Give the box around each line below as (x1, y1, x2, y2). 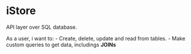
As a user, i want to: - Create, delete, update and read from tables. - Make (6, 35, 186, 42)
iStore (6, 4, 37, 18)
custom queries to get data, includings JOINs (6, 41, 116, 48)
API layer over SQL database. (6, 23, 78, 31)
